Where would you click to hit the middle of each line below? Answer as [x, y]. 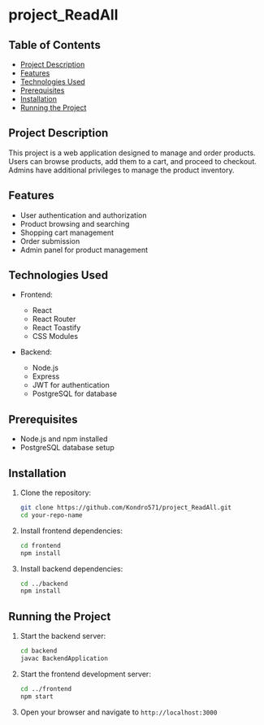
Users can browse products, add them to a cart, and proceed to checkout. [133, 161]
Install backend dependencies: [71, 569]
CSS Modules [55, 336]
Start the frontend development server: [86, 674]
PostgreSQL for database [75, 394]
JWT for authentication [71, 385]
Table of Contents [55, 45]
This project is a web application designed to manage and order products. [132, 153]
